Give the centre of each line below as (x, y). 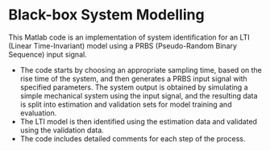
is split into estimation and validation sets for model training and (126, 104)
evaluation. (38, 113)
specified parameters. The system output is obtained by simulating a (134, 87)
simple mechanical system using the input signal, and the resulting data (139, 95)
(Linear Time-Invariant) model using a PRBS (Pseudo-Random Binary (123, 45)
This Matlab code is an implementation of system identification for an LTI (129, 37)
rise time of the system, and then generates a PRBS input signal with (133, 78)
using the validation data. (62, 130)
